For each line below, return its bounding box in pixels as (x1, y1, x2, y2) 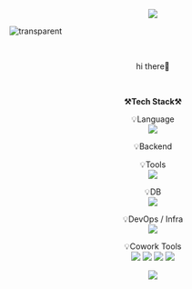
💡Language (131, 114, 175, 125)
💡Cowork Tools (124, 241, 182, 252)
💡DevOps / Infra (122, 214, 184, 224)
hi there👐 (136, 61, 170, 72)
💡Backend (133, 141, 173, 152)
